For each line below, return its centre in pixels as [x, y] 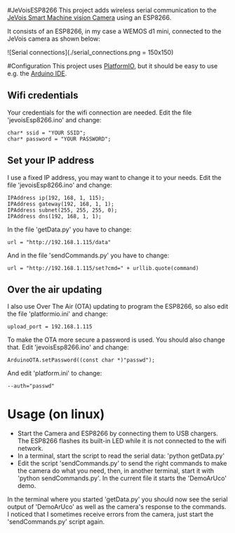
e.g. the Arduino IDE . [37, 73]
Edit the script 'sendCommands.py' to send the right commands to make [122, 463]
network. [30, 449]
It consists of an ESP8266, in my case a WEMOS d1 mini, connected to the [114, 31]
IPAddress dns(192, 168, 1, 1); [54, 216]
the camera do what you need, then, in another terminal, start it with [115, 471]
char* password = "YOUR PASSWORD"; [59, 139]
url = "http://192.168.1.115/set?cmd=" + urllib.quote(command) [103, 268]
